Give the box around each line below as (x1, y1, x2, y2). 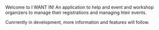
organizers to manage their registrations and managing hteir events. (5, 9, 147, 15)
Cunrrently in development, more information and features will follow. (5, 19, 149, 25)
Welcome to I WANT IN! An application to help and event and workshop (5, 4, 154, 10)
